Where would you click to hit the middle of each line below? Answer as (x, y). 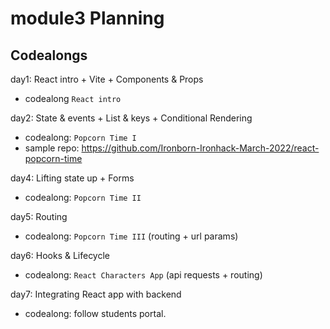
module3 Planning (87, 18)
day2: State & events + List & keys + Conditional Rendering (131, 118)
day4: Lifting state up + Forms (72, 178)
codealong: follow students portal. (95, 313)
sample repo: (52, 148)
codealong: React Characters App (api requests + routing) (143, 275)
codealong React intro (73, 98)
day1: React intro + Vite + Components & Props (107, 79)
